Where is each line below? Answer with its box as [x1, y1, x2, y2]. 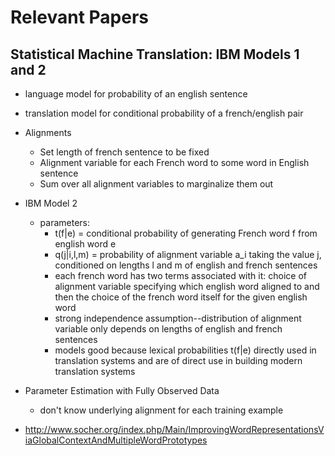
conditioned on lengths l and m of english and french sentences [54, 259, 318, 271]
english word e [54, 238, 117, 250]
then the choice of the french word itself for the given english [54, 291, 308, 303]
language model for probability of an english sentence [24, 88, 248, 100]
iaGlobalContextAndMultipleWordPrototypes [24, 434, 208, 446]
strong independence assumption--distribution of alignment [54, 312, 302, 324]
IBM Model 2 [24, 197, 78, 209]
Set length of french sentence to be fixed [39, 146, 210, 158]
